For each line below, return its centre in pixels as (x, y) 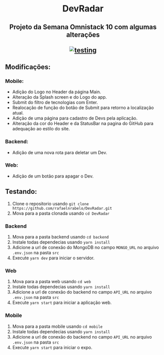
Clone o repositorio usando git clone (50, 203)
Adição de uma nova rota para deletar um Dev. (60, 152)
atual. (18, 113)
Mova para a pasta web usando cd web (52, 282)
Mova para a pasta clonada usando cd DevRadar (61, 213)
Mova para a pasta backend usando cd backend (61, 237)
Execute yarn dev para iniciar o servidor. (53, 258)
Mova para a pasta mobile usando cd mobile (57, 326)
